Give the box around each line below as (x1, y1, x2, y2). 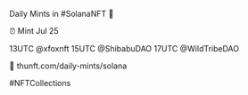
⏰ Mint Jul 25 (9, 26, 60, 36)
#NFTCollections (9, 78, 71, 88)
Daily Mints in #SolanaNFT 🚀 (9, 9, 114, 19)
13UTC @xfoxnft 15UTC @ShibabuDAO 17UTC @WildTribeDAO (9, 44, 239, 53)
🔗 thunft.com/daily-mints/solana (9, 60, 128, 71)
